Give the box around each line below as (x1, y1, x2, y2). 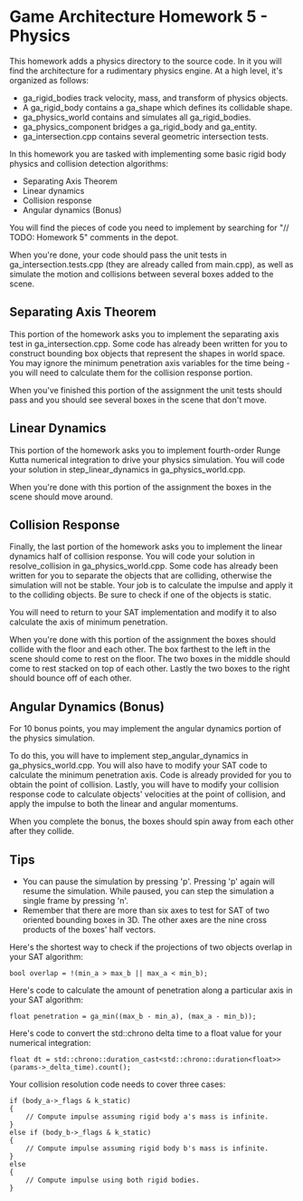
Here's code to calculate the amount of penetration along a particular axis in (9, 985, 293, 995)
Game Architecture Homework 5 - (9, 6, 269, 27)
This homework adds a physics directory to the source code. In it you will (9, 55, 282, 66)
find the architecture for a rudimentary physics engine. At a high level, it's (9, 65, 283, 76)
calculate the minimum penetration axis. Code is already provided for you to (9, 770, 292, 780)
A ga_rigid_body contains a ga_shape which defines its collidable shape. (22, 102, 293, 112)
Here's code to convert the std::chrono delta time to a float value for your (9, 1028, 282, 1039)
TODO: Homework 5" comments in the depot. (9, 231, 179, 242)
